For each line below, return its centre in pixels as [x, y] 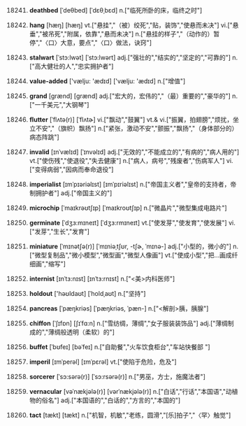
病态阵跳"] [44, 137]
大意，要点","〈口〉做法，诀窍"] [106, 43]
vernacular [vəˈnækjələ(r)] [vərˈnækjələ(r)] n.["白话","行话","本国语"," [128, 391]
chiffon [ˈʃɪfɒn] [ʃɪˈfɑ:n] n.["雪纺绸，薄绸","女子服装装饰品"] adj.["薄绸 [129, 323]
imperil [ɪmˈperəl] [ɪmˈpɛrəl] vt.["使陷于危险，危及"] [103, 362]
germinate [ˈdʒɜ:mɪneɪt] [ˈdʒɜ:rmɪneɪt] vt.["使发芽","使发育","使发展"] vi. [132, 223]
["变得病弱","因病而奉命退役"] [71, 169]
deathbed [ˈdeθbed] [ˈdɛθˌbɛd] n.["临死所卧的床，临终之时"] [116, 10]
